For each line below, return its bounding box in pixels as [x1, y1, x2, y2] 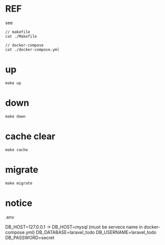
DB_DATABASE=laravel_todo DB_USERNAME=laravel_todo [36, 229, 157, 235]
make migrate [5, 180, 33, 186]
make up [5, 80, 22, 86]
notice [5, 197, 33, 209]
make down [5, 114, 26, 119]
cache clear [5, 131, 55, 142]
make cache [5, 147, 28, 152]
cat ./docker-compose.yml [5, 47, 59, 52]
